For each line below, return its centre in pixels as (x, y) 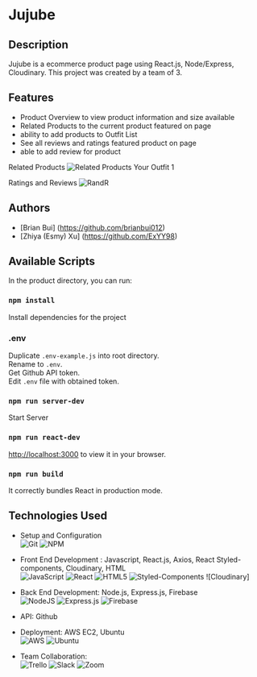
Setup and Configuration (61, 535)
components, (42, 568)
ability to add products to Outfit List (79, 134)
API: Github (39, 616)
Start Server (29, 417)
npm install (32, 301)
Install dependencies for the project (67, 317)
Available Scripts (52, 262)
